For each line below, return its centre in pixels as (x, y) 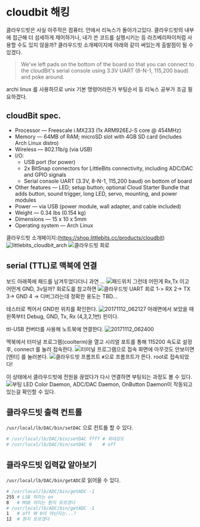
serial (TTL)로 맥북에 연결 (52, 266)
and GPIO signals (45, 174)
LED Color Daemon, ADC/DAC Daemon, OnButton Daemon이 (97, 384)
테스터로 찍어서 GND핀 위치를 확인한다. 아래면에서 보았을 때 (100, 309)
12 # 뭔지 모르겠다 (28, 519)
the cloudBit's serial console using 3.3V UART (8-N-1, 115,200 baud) (105, 70)
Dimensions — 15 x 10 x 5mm (51, 219)
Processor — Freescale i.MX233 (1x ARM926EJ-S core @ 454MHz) (98, 130)
